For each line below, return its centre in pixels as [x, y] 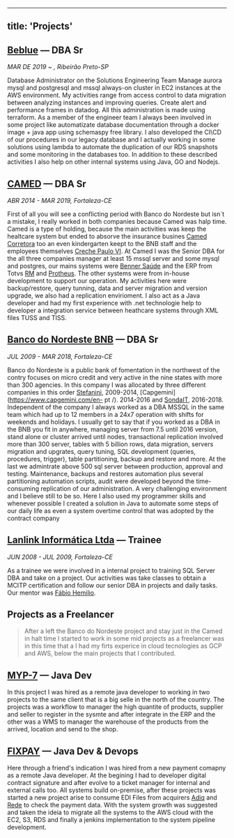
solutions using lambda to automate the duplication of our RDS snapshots [112, 147]
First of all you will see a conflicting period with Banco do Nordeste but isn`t [116, 214]
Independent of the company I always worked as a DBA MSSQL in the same [116, 407]
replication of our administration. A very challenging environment [134, 488]
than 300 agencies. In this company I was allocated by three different [107, 385]
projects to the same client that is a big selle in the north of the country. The [116, 700]
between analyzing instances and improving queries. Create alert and [107, 102]
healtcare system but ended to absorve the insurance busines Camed [107, 236]
